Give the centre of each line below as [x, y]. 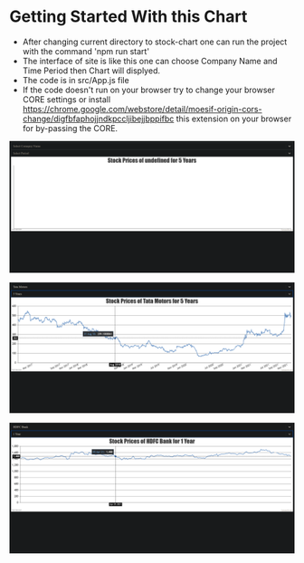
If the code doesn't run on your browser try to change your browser [149, 90]
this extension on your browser [234, 119]
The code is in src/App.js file [76, 80]
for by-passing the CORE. [70, 128]
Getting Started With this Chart [128, 17]
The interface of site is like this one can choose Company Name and [150, 61]
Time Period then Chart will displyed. [91, 71]
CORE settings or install [66, 99]
